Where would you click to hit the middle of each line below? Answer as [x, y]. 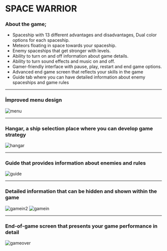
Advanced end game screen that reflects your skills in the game [78, 72]
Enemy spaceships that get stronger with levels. [61, 51]
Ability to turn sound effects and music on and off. [64, 61]
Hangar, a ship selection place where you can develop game [79, 128]
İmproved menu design [34, 100]
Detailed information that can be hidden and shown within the [81, 191]
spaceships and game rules [41, 83]
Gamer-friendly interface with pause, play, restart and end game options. [87, 67]
